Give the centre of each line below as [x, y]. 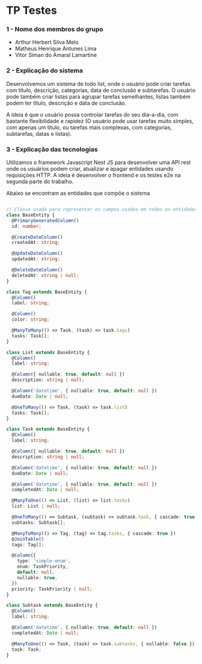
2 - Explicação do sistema [44, 71]
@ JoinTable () [28, 539]
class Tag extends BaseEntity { [47, 292]
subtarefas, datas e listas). [39, 133]
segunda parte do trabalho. [40, 181]
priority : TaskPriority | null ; [52, 589]
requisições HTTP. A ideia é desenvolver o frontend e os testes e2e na [94, 175]
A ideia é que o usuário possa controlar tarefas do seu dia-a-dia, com [92, 114]
